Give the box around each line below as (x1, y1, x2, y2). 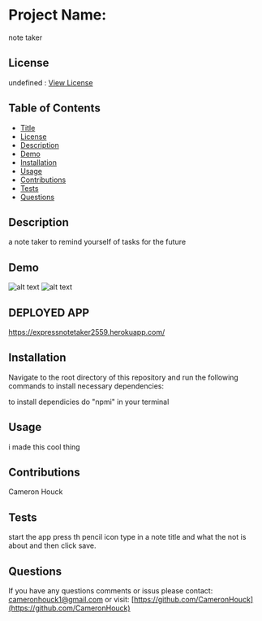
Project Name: (8, 6, 107, 24)
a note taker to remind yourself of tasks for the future (8, 237, 187, 247)
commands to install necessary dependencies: (8, 380, 165, 391)
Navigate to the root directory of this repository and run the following (8, 372, 239, 382)
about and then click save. (8, 541, 97, 550)
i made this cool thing (8, 441, 80, 452)
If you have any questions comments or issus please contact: (8, 586, 213, 596)
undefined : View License (8, 77, 93, 87)
